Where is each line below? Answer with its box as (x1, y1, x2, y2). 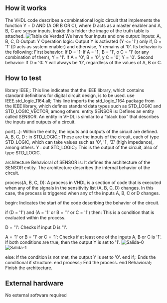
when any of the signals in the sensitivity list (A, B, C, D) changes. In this (5, 185, 154, 191)
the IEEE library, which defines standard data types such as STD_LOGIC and (5, 103, 162, 109)
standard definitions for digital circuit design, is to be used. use (5, 92, 135, 99)
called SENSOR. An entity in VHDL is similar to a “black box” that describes (5, 113, 160, 119)
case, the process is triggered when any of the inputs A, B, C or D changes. (5, 190, 161, 196)
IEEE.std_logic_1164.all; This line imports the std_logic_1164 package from (5, 98, 155, 103)
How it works (5, 4, 47, 12)
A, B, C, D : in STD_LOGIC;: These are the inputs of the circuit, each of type (5, 134, 160, 140)
